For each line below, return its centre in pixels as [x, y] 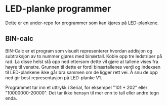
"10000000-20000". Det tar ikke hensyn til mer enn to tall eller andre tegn [82, 93]
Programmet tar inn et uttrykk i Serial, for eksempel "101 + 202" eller [76, 87]
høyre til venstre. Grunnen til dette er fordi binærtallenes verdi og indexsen [83, 67]
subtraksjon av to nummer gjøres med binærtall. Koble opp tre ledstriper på [84, 56]
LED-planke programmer [58, 9]
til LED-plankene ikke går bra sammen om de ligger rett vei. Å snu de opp [81, 72]
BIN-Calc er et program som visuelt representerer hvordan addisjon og [79, 50]
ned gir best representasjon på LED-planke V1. [54, 77]
